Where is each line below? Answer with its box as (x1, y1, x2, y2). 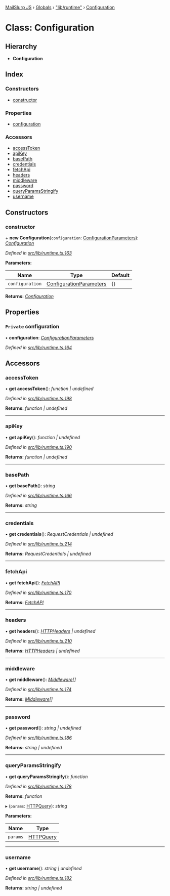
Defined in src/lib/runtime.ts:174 (5, 687, 72, 693)
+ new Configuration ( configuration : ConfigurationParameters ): (5, 235, 139, 241)
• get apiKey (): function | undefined (5, 434, 80, 440)
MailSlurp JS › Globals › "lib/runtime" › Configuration (5, 5, 115, 10)
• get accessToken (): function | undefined (5, 386, 94, 392)
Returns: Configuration (5, 293, 54, 299)
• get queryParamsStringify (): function (5, 774, 88, 780)
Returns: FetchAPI (5, 599, 44, 605)
